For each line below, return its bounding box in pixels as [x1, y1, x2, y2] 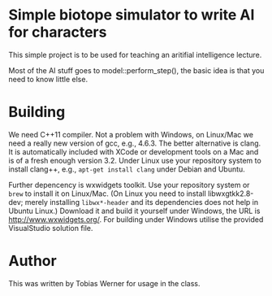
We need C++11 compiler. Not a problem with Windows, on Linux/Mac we [8, 129, 254, 139]
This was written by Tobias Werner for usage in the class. [8, 278, 201, 288]
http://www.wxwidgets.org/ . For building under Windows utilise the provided [8, 214, 264, 224]
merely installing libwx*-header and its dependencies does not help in [24, 197, 259, 207]
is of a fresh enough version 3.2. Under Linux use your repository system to [8, 155, 261, 165]
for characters [8, 23, 107, 41]
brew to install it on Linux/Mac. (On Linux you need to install [8, 189, 207, 198]
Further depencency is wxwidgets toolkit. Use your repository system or [8, 180, 250, 189]
